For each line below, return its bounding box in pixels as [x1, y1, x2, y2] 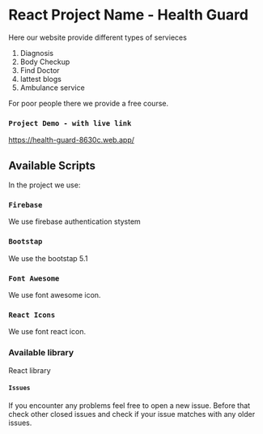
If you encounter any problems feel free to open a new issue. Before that [8, 400, 251, 410]
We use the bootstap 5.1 [8, 253, 88, 263]
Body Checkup [19, 57, 70, 67]
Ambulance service [19, 83, 85, 92]
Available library [8, 347, 74, 359]
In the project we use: [8, 180, 81, 190]
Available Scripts [8, 158, 95, 172]
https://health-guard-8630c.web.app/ [8, 135, 135, 145]
